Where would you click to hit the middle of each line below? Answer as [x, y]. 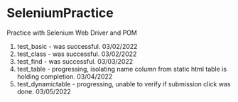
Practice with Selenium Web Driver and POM [72, 33]
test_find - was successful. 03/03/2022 [75, 61]
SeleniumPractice [60, 13]
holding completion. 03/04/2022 [65, 76]
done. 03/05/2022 [44, 91]
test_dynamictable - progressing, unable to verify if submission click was [124, 84]
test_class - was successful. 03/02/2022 [77, 54]
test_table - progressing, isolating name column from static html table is [122, 69]
